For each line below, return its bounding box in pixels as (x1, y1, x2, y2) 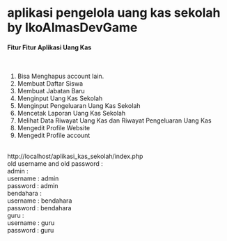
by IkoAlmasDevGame (7, 20, 138, 36)
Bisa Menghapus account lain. (17, 72, 104, 81)
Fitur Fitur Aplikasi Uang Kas (7, 43, 92, 52)
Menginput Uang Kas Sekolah (17, 94, 103, 102)
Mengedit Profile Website (17, 124, 91, 132)
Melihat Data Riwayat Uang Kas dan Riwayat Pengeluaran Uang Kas (17, 116, 212, 125)
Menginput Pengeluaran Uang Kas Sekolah (17, 102, 141, 110)
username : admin (7, 174, 59, 182)
